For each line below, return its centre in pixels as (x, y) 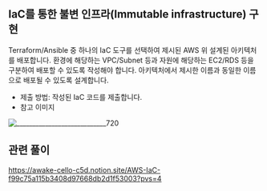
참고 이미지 (37, 107)
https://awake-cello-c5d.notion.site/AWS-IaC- (85, 169)
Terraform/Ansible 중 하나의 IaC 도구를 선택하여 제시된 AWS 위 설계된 (119, 50)
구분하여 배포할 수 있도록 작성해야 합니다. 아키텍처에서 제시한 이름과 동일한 (125, 70)
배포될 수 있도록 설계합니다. (66, 80)
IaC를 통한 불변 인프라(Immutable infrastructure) (127, 14)
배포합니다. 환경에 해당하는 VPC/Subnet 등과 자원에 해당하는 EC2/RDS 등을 (135, 60)
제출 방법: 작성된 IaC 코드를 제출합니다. (81, 97)
